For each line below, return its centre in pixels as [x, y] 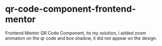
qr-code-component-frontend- [71, 9]
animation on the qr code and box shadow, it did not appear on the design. [81, 38]
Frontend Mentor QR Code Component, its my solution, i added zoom [76, 33]
